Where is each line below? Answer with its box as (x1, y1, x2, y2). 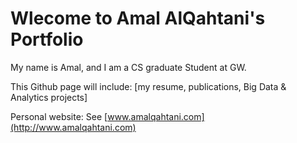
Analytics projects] (10, 91, 88, 103)
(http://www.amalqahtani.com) (10, 121, 137, 133)
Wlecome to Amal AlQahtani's (10, 7, 266, 30)
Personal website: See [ (10, 110, 108, 122)
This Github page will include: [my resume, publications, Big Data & (10, 80, 287, 92)
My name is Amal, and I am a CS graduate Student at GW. (10, 61, 247, 73)
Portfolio (10, 28, 84, 51)
